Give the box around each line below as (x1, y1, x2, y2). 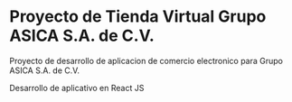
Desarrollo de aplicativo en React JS (9, 82, 145, 93)
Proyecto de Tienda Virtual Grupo (9, 6, 267, 27)
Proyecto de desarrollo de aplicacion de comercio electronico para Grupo (9, 55, 283, 66)
